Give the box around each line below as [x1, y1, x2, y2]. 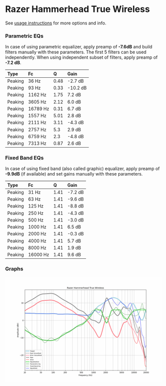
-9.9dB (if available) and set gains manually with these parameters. [5, 171, 143, 177]
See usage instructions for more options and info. [5, 20, 107, 26]
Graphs [5, 265, 23, 272]
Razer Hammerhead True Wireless [5, 3, 150, 15]
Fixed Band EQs [5, 154, 44, 161]
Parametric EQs [5, 32, 44, 39]
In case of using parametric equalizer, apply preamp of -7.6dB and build [5, 44, 153, 50]
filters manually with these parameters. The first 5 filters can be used [5, 49, 147, 55]
